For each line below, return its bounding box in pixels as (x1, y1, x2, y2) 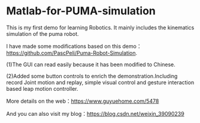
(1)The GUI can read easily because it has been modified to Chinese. (6, 61, 175, 68)
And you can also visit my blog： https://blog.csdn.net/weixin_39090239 (6, 110, 184, 117)
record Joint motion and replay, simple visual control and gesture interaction (6, 79, 195, 86)
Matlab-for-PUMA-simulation (6, 4, 156, 18)
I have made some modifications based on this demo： (6, 42, 142, 50)
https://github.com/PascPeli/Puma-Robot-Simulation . (6, 49, 138, 56)
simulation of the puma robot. (6, 30, 79, 37)
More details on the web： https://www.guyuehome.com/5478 (6, 97, 159, 104)
